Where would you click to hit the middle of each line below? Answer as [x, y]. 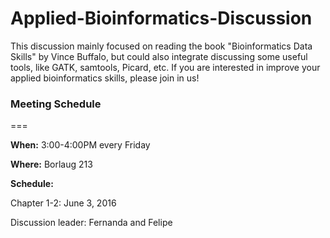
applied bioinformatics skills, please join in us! [105, 78]
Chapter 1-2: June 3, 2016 [63, 203]
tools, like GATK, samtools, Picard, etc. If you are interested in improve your [165, 67]
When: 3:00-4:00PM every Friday [80, 145]
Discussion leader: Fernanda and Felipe [91, 223]
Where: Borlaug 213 [51, 164]
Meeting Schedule [56, 104]
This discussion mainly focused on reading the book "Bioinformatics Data [161, 46]
